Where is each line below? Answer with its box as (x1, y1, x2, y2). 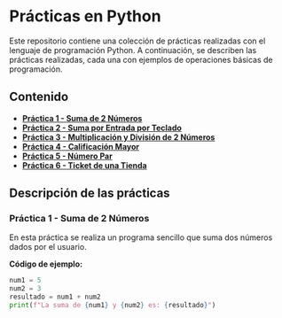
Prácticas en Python (9, 6, 161, 27)
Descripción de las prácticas (9, 186, 170, 201)
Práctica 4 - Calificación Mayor (21, 141, 140, 151)
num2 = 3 (9, 284, 42, 293)
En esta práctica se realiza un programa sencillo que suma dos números (9, 232, 273, 243)
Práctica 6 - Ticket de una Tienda (21, 159, 148, 170)
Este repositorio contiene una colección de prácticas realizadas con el (9, 35, 266, 46)
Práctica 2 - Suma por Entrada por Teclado (21, 122, 182, 133)
